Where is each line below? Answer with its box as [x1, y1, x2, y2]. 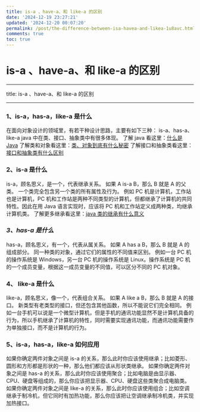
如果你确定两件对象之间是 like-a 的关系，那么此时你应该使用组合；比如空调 [6, 385, 190, 392]
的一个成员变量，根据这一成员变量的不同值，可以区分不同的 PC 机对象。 [6, 263, 183, 270]
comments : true [6, 31, 44, 37]
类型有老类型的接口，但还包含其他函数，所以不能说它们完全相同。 [23, 302, 185, 309]
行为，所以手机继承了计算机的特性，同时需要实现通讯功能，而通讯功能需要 [6, 317, 189, 324]
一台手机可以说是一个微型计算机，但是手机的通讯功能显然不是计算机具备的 [11, 309, 194, 316]
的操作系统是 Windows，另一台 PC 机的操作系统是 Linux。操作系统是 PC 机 [6, 255, 190, 263]
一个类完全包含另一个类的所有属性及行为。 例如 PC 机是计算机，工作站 [17, 188, 192, 195]
